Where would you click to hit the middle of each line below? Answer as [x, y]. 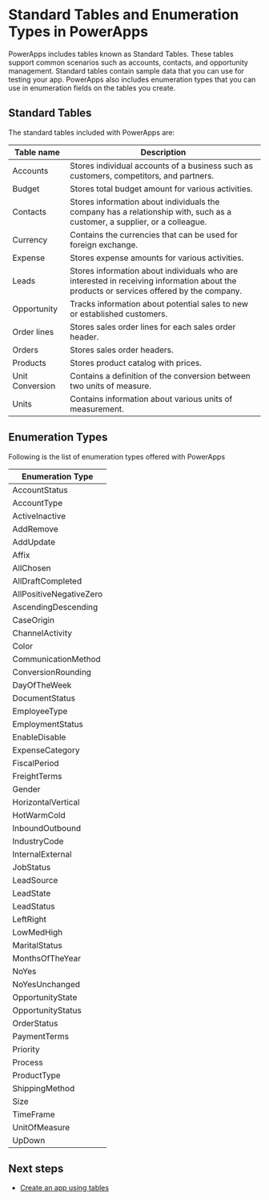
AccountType [37, 503]
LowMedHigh [38, 932]
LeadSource [35, 880]
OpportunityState [45, 997]
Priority [26, 1049]
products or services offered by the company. [156, 291]
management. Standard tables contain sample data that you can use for [126, 70]
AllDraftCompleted [47, 580]
